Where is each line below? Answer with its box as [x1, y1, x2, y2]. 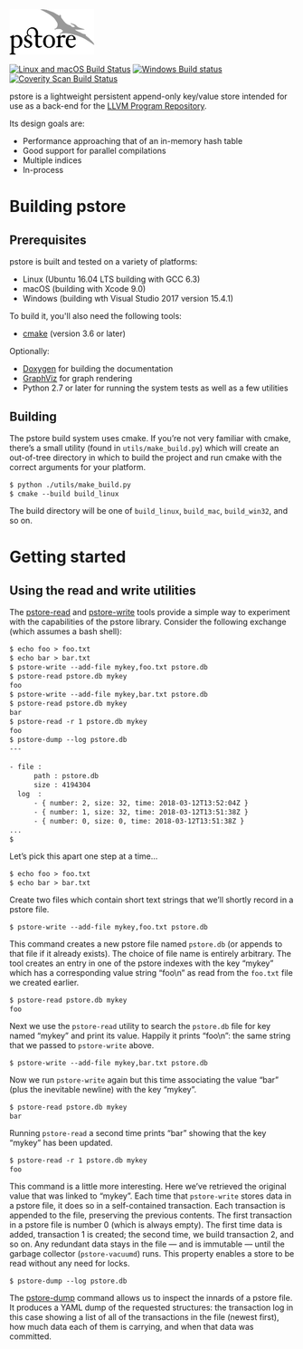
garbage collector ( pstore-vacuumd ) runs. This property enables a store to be [9, 1248, 295, 1259]
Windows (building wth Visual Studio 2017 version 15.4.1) [22, 294, 233, 304]
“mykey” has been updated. [9, 1137, 113, 1149]
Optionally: [9, 346, 50, 357]
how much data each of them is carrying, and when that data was [9, 1322, 254, 1333]
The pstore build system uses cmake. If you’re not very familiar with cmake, [9, 433, 291, 444]
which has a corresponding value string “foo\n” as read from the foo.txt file [9, 968, 294, 978]
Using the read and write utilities [9, 583, 196, 598]
